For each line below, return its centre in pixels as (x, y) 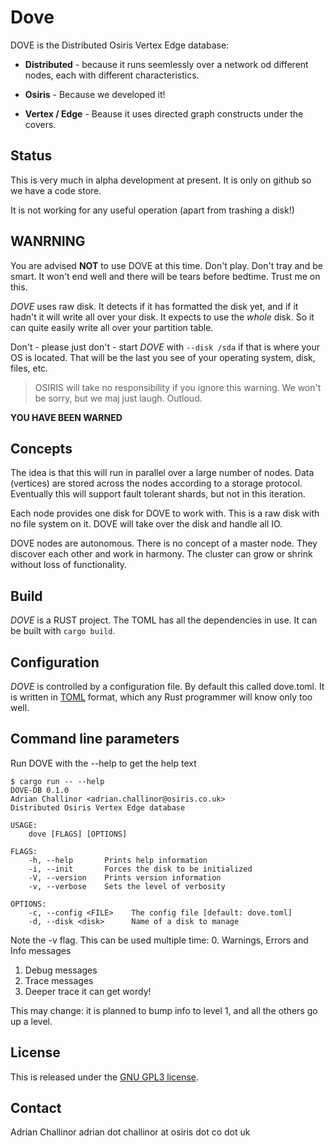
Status (31, 156)
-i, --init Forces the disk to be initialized (140, 869)
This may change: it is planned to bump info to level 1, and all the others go (164, 1010)
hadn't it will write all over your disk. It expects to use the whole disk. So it (162, 317)
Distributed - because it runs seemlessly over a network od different (166, 64)
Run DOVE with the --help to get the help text (103, 763)
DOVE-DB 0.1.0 (40, 790)
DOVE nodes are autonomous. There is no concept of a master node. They (164, 543)
